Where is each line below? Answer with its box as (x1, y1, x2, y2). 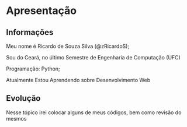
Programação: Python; (6, 65, 60, 72)
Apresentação (6, 4, 77, 17)
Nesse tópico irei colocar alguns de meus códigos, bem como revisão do (6, 109, 182, 116)
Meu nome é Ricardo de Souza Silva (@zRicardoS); (6, 43, 130, 50)
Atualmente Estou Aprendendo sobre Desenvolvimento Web (6, 77, 151, 83)
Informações (6, 27, 54, 37)
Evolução (6, 93, 41, 103)
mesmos (6, 115, 27, 122)
